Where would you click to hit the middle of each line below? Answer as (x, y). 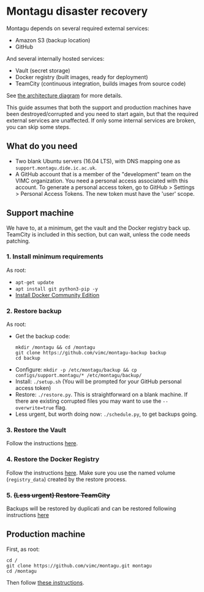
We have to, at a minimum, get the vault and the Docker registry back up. (99, 228)
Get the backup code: (43, 337)
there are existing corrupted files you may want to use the (88, 401)
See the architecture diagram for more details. (64, 95)
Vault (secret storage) (43, 70)
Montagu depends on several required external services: (78, 28)
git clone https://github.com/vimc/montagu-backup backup (91, 353)
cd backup (28, 358)
